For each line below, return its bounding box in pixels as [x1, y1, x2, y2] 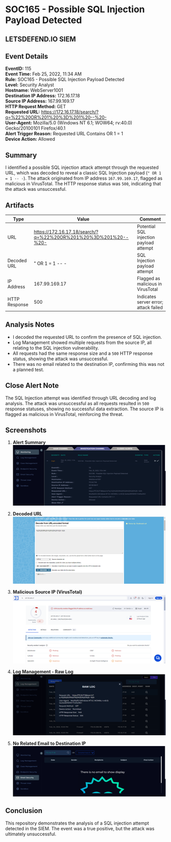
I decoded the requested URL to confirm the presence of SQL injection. [12, 334, 162, 340]
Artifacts [5, 201, 34, 210]
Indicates [136, 293, 156, 300]
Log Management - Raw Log [12, 668, 74, 675]
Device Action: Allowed [5, 136, 55, 142]
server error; [136, 299, 163, 305]
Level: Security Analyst [5, 82, 54, 88]
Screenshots [5, 426, 47, 435]
